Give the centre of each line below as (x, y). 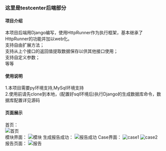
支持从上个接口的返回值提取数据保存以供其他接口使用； (61, 51)
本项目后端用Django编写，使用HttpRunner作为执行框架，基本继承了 (74, 33)
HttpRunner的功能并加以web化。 (39, 39)
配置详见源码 (27, 100)
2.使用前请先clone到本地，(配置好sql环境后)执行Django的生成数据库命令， (81, 94)
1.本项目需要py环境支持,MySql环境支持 (45, 88)
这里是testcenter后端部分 (36, 7)
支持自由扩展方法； (25, 45)
